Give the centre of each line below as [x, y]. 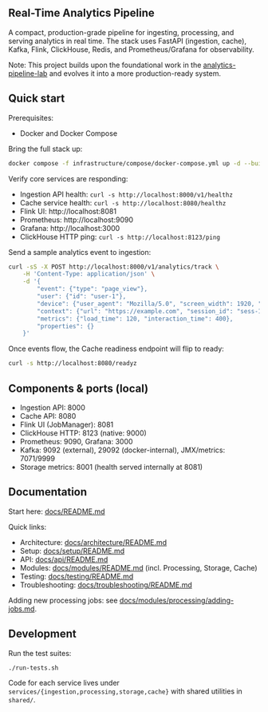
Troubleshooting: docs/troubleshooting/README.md [106, 585]
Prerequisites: [31, 117]
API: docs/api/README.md [64, 559]
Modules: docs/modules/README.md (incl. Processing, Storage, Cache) [138, 567]
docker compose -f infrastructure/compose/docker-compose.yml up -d [124, 163]
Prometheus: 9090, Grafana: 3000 [76, 441]
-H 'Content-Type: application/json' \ [89, 274]
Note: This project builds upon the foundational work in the [105, 65]
